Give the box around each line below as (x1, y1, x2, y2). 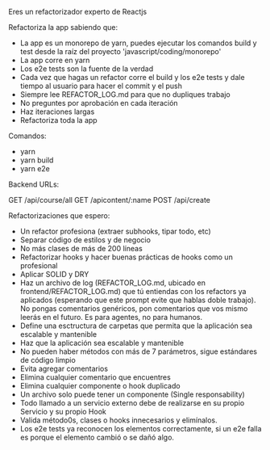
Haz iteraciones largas (19, 107, 95, 116)
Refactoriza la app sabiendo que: (8, 23, 118, 32)
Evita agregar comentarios (19, 364, 109, 373)
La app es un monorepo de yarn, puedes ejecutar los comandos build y (19, 38, 257, 48)
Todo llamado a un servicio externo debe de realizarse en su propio (19, 398, 245, 407)
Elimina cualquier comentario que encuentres (19, 372, 171, 382)
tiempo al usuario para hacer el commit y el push (19, 81, 183, 90)
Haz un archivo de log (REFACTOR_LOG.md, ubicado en (19, 278, 206, 288)
